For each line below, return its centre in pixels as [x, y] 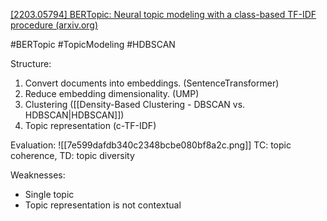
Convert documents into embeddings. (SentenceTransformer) [152, 83]
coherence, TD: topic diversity [72, 155]
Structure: [31, 63]
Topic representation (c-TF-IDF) [90, 125]
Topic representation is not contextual [103, 205]
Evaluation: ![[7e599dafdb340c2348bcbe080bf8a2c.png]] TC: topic [151, 145]
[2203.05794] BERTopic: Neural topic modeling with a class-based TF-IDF [163, 14]
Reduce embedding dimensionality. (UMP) [112, 93]
